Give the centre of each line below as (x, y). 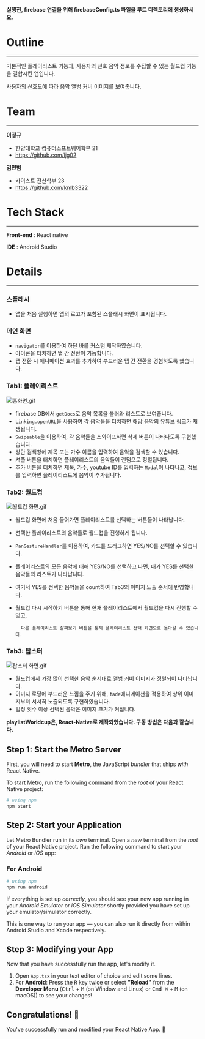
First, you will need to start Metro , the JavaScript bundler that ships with (97, 764)
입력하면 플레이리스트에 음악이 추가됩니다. (72, 474)
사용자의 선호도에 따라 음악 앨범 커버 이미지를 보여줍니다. (74, 86)
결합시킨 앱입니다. (34, 73)
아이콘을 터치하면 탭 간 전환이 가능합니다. (64, 353)
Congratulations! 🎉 (43, 1015)
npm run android (27, 887)
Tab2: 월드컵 (24, 492)
